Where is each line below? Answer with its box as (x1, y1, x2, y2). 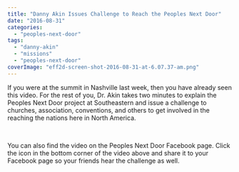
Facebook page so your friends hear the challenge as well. (7, 156, 180, 165)
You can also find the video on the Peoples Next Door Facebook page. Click (7, 141, 230, 150)
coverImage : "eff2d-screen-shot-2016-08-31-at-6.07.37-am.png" (7, 64, 200, 71)
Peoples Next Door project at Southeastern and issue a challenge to (7, 98, 207, 107)
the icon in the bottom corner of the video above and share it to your (7, 148, 209, 157)
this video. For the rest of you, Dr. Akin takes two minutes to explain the (7, 91, 218, 99)
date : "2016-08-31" (7, 17, 66, 24)
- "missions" (14, 51, 53, 58)
